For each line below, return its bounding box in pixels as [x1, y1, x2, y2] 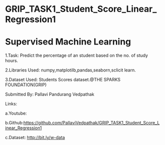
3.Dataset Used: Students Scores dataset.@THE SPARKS [5, 77, 121, 83]
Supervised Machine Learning [5, 36, 132, 48]
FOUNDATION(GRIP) [5, 82, 47, 88]
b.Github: [5, 120, 24, 126]
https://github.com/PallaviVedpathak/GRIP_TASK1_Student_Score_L [23, 120, 160, 126]
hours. [5, 58, 18, 64]
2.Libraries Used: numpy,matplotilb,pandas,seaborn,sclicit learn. [5, 67, 136, 73]
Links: [5, 101, 17, 107]
